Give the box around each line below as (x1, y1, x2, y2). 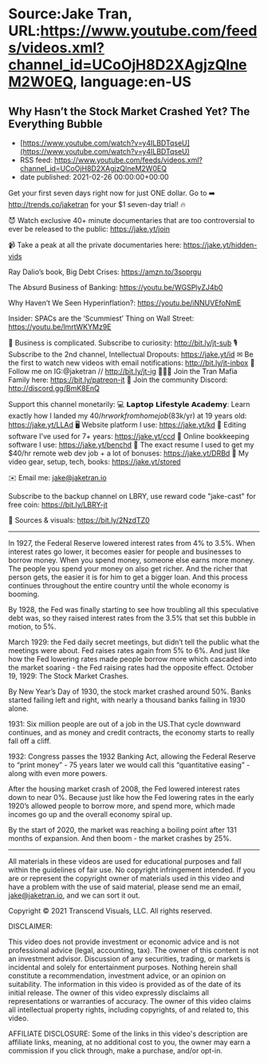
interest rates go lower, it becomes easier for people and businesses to (8, 547, 242, 556)
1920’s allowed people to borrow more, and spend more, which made (8, 801, 235, 810)
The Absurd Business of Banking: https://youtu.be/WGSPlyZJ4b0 (8, 283, 223, 292)
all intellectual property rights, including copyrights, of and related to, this (8, 1005, 250, 1014)
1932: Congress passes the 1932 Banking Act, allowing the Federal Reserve (8, 752, 256, 761)
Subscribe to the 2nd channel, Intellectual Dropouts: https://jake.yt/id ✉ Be (8, 349, 254, 359)
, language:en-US (73, 73, 191, 91)
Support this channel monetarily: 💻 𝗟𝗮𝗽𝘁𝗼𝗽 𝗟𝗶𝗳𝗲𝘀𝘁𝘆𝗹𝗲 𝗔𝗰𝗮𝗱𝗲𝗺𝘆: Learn (8, 400, 250, 408)
